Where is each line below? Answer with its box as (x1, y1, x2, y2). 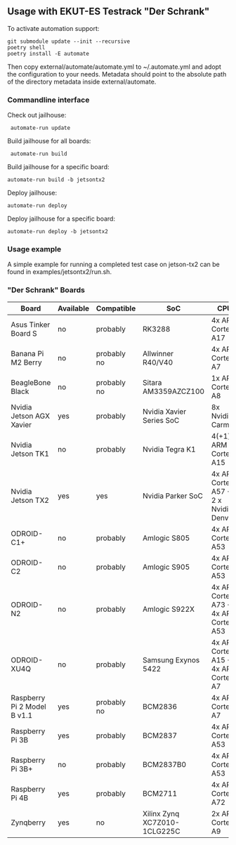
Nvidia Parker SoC (143, 491, 204, 501)
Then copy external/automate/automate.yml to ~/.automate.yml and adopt (7, 63, 221, 71)
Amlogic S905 (143, 562, 190, 572)
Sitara (143, 377, 162, 387)
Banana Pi (11, 348, 44, 358)
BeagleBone (11, 377, 51, 387)
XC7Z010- (143, 818, 181, 827)
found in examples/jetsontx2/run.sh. (7, 268, 112, 276)
